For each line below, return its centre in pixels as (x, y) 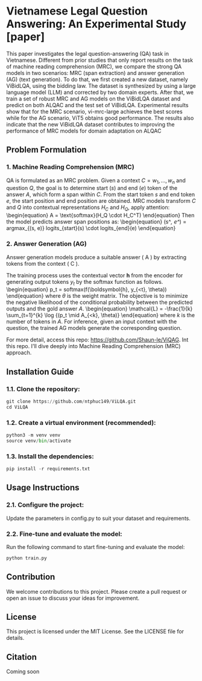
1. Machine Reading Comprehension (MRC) (70, 167)
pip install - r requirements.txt (48, 469)
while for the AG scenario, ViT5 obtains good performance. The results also (100, 118)
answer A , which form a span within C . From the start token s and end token (100, 194)
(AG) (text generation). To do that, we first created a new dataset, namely (97, 79)
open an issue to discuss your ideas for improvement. (73, 598)
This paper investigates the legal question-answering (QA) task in (87, 53)
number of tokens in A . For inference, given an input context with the (92, 321)
